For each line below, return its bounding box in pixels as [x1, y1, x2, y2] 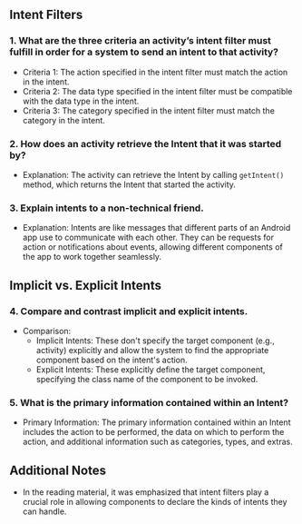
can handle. [22, 506, 67, 517]
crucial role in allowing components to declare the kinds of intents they [22, 497, 287, 508]
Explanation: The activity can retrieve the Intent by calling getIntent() [22, 169, 285, 180]
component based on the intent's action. [35, 354, 188, 365]
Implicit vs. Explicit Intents [9, 277, 161, 293]
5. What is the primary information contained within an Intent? [9, 396, 288, 409]
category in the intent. [22, 114, 106, 125]
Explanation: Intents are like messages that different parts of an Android [22, 222, 291, 233]
